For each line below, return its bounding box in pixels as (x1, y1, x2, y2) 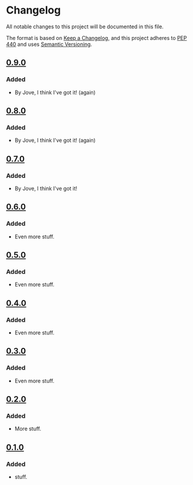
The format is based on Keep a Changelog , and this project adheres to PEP (6, 34, 187, 41)
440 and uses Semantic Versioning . (6, 41, 93, 48)
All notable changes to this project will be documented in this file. (6, 23, 164, 30)
